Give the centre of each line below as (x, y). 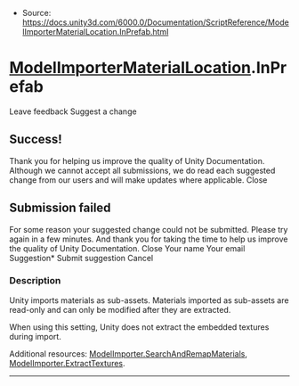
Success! (36, 140)
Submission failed (60, 208)
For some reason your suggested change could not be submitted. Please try (149, 229)
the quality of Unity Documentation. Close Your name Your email (127, 248)
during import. (36, 336)
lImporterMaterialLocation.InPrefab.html (95, 32)
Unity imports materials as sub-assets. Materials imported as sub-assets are (149, 300)
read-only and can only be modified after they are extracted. (120, 309)
